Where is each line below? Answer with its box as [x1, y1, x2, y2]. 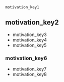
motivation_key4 [12, 36, 47, 42]
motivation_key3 [12, 31, 47, 37]
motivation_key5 [12, 42, 47, 48]
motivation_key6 [5, 54, 47, 61]
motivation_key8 [12, 71, 47, 77]
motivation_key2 [5, 18, 59, 27]
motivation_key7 [12, 66, 47, 72]
